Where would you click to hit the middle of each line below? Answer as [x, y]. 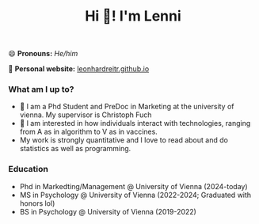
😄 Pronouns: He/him [43, 53]
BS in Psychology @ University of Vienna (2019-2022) [108, 211]
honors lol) [37, 203]
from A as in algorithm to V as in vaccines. [89, 132]
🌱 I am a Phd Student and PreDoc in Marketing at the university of [127, 107]
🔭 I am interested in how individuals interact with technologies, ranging [135, 123]
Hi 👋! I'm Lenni [133, 16]
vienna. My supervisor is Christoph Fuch [86, 115]
